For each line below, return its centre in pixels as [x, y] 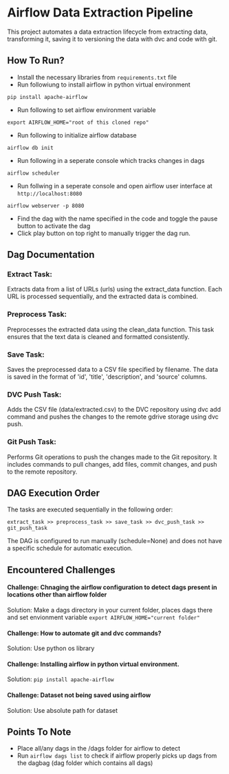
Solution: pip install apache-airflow [61, 679]
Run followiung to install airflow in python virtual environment [103, 85]
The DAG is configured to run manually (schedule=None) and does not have [115, 541]
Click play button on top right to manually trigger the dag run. [104, 233]
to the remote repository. [42, 472]
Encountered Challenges [61, 570]
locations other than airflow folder [57, 595]
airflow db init [30, 148]
